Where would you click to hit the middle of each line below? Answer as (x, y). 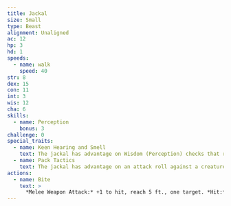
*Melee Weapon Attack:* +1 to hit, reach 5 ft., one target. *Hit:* (125, 192)
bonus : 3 (32, 128)
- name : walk (32, 65)
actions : (20, 173)
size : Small (24, 20)
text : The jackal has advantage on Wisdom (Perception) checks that (120, 154)
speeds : (18, 58)
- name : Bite (32, 179)
